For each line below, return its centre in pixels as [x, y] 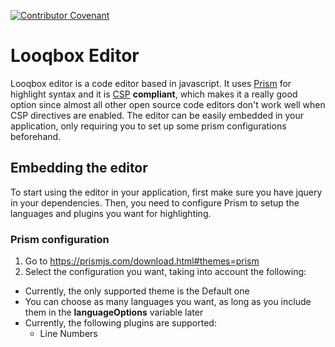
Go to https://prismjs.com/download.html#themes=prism [142, 261]
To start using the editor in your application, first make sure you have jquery [166, 192]
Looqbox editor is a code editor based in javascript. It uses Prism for [151, 83]
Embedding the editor [79, 168]
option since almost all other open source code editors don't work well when [168, 104]
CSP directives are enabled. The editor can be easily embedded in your [157, 115]
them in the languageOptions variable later [114, 312]
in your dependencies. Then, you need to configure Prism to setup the [155, 202]
